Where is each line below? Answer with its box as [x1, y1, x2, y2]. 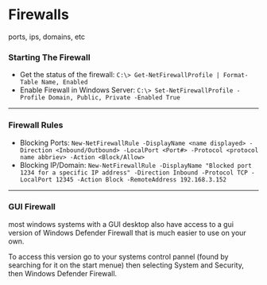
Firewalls [8, 6, 69, 24]
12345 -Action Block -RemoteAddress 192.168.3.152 [55, 175, 227, 184]
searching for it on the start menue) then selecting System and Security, [8, 260, 244, 270]
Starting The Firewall [8, 52, 91, 63]
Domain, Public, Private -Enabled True [48, 94, 180, 102]
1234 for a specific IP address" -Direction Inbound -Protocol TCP [19, 169, 248, 177]
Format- [222, 72, 249, 80]
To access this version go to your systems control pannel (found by [8, 252, 229, 261]
